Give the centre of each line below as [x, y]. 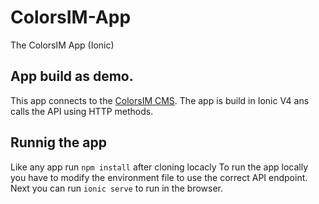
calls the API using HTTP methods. [82, 111]
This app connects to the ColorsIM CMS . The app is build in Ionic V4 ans [160, 100]
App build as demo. [72, 76]
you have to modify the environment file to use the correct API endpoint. [159, 177]
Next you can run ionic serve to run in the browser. [116, 188]
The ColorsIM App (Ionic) [62, 45]
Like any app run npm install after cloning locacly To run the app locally [159, 167]
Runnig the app [58, 142]
